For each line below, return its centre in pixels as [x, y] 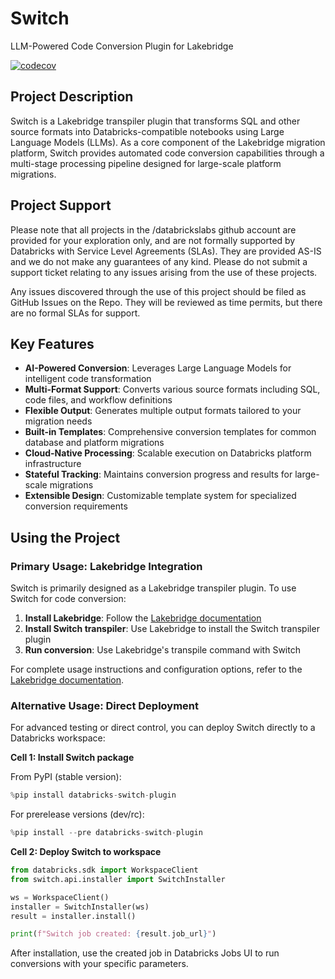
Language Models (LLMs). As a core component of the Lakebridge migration [168, 142]
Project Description [72, 97]
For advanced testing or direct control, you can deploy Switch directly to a [163, 728]
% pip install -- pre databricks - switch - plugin [106, 833]
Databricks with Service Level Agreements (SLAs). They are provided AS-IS [166, 251]
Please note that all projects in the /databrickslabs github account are [153, 229]
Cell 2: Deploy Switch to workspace [86, 852]
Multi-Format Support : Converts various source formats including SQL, [172, 389]
